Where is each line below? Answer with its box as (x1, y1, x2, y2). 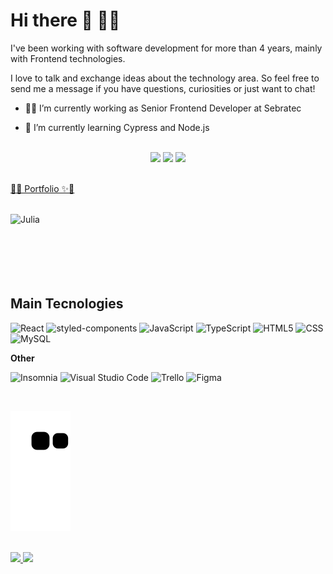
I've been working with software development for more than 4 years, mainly (10, 42, 323, 54)
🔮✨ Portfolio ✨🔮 (10, 182, 75, 194)
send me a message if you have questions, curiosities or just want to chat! (10, 82, 316, 94)
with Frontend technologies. (10, 52, 126, 64)
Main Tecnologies (10, 295, 124, 313)
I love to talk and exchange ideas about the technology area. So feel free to (10, 72, 320, 84)
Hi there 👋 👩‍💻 (10, 9, 121, 32)
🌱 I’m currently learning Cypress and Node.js (24, 121, 210, 133)
